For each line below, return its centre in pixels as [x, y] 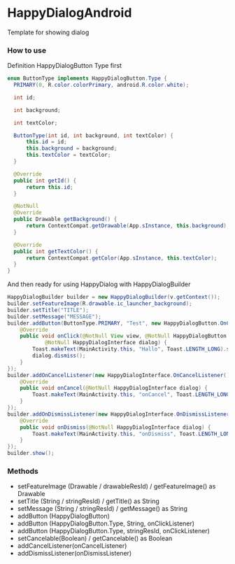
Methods [23, 472]
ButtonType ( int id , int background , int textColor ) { [93, 135]
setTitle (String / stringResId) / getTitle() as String [88, 501]
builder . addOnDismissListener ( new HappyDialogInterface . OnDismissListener [119, 414]
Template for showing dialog [48, 32]
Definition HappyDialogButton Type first [65, 66]
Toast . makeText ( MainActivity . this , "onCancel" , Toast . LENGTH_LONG [131, 395]
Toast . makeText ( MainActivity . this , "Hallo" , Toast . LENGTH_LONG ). [130, 349]
